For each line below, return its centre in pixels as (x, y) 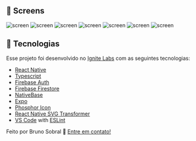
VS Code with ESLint (40, 120)
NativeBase (29, 95)
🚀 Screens (25, 11)
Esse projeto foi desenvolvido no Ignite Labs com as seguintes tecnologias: (98, 58)
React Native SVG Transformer (52, 114)
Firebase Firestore (37, 88)
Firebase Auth (32, 82)
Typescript (28, 76)
